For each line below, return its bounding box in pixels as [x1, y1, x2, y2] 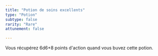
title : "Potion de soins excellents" [5, 7, 85, 13]
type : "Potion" [5, 12, 38, 17]
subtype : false [5, 17, 38, 22]
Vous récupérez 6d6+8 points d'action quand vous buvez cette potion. [5, 45, 153, 51]
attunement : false [5, 26, 44, 32]
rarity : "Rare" [5, 21, 38, 27]
